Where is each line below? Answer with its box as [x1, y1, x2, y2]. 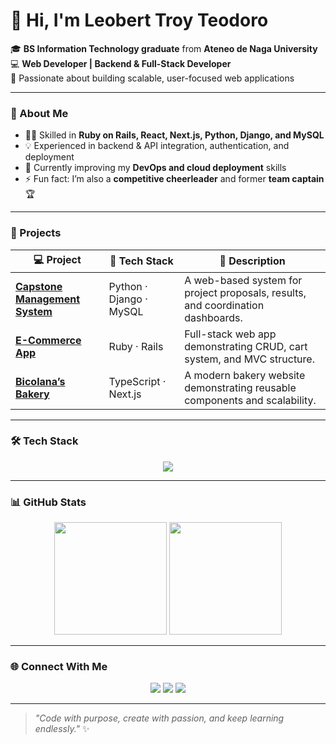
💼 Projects [10, 226, 62, 240]
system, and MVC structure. [184, 352, 315, 366]
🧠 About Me [10, 106, 69, 120]
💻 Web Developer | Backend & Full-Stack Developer [10, 57, 232, 69]
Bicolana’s [15, 374, 66, 388]
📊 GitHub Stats [10, 495, 87, 509]
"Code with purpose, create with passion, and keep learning [34, 712, 285, 724]
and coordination [184, 298, 265, 312]
